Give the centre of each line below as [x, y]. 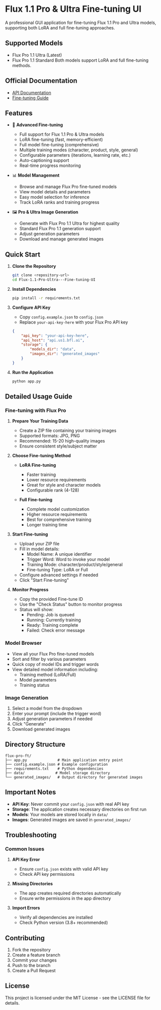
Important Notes [30, 792]
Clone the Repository [34, 266]
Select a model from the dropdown [47, 708]
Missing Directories [32, 884]
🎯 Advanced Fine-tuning [38, 125]
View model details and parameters [55, 192]
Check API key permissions [47, 874]
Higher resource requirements [57, 515]
